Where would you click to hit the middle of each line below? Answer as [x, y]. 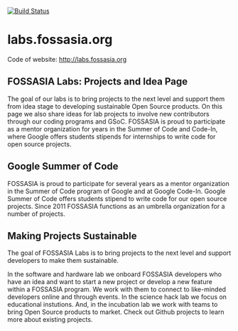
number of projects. [36, 214]
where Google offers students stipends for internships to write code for [112, 136]
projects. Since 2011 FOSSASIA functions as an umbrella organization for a [116, 206]
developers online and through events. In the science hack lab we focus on [117, 297]
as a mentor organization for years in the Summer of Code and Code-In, [113, 129]
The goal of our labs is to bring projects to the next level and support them [116, 99]
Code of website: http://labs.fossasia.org [67, 59]
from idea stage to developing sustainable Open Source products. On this [115, 106]
